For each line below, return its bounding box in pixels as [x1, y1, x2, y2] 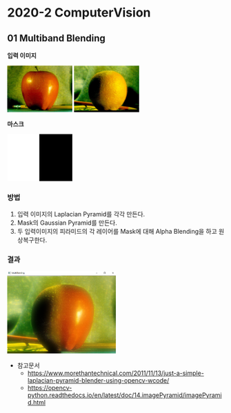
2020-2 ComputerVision [7, 5, 151, 21]
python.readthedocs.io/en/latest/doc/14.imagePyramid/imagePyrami [27, 391, 222, 399]
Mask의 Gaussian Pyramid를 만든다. [17, 219, 117, 227]
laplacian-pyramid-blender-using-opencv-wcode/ [27, 376, 170, 385]
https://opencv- [27, 384, 72, 392]
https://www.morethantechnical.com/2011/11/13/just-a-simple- [27, 369, 205, 377]
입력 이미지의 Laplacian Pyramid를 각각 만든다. [17, 210, 145, 218]
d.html [27, 399, 46, 407]
